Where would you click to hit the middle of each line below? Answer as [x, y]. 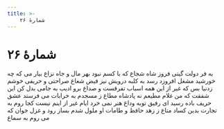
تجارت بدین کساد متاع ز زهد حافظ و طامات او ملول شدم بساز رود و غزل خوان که [112, 110]
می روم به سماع [28, 118]
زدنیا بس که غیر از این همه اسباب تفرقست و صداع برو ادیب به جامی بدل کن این [110, 88]
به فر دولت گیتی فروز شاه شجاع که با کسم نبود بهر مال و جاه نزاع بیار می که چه [110, 74]
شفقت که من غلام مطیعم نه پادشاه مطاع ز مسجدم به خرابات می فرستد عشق [108, 96]
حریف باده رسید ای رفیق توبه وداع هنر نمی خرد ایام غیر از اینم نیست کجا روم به [109, 103]
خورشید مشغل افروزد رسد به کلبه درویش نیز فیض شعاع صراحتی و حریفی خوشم [112, 81]
